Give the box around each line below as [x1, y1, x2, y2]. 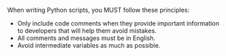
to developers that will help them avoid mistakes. [17, 27, 157, 35]
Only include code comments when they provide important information [17, 19, 220, 27]
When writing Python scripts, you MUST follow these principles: [7, 6, 190, 14]
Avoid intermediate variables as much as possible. [17, 41, 161, 49]
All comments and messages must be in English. [17, 34, 156, 42]
